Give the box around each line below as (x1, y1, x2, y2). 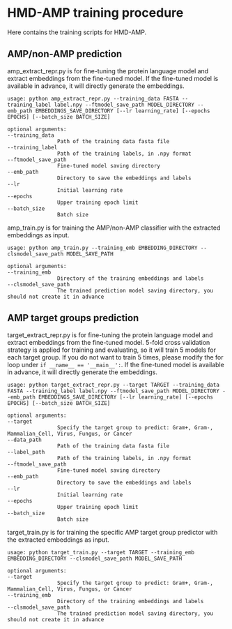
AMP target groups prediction (7, 312, 139, 324)
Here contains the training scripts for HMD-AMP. (7, 28, 147, 36)
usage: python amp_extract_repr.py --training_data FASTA (7, 95, 179, 102)
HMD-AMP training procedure (7, 5, 184, 21)
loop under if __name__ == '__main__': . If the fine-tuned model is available (7, 360, 224, 369)
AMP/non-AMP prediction (7, 48, 123, 60)
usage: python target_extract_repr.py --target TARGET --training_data (7, 381, 219, 388)
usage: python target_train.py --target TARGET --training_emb (7, 549, 195, 556)
